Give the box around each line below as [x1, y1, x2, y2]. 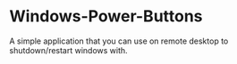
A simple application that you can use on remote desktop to [9, 36, 229, 46]
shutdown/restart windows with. [9, 44, 128, 55]
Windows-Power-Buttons [9, 6, 203, 27]
